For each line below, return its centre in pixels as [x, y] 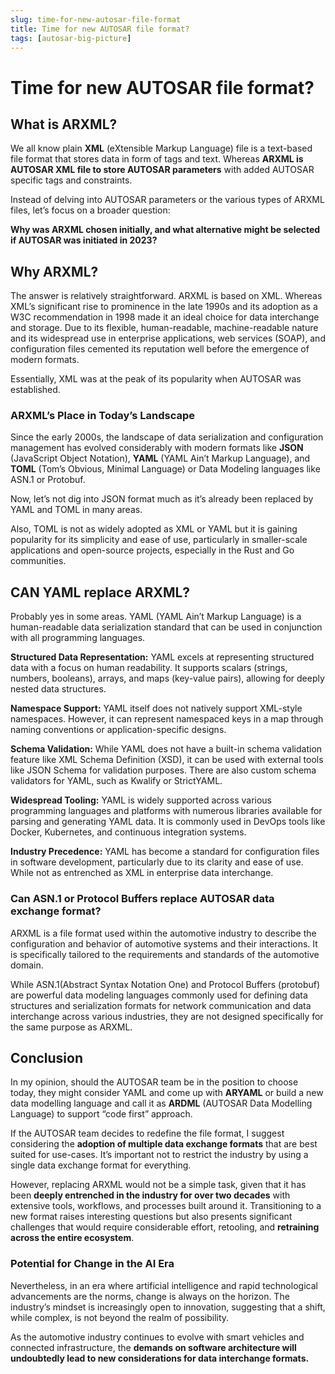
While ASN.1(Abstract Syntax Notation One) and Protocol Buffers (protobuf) [165, 984]
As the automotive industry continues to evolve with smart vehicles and [157, 1337]
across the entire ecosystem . [72, 1238]
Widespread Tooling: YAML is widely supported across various [141, 800]
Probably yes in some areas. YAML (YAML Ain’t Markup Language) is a [156, 617]
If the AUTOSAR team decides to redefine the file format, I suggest [147, 1133]
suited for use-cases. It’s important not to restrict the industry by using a [159, 1155]
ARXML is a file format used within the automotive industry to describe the [163, 933]
